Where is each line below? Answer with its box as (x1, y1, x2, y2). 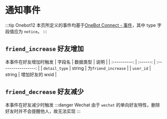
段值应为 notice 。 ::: (5, 28, 47, 34)
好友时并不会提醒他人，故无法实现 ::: (5, 108, 81, 114)
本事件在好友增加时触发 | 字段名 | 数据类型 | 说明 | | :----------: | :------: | (5, 59, 155, 65)
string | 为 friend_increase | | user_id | (72, 65, 151, 71)
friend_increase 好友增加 (5, 45, 84, 53)
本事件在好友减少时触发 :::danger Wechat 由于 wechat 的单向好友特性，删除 (5, 101, 160, 108)
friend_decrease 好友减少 (5, 87, 84, 96)
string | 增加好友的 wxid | (5, 71, 57, 77)
